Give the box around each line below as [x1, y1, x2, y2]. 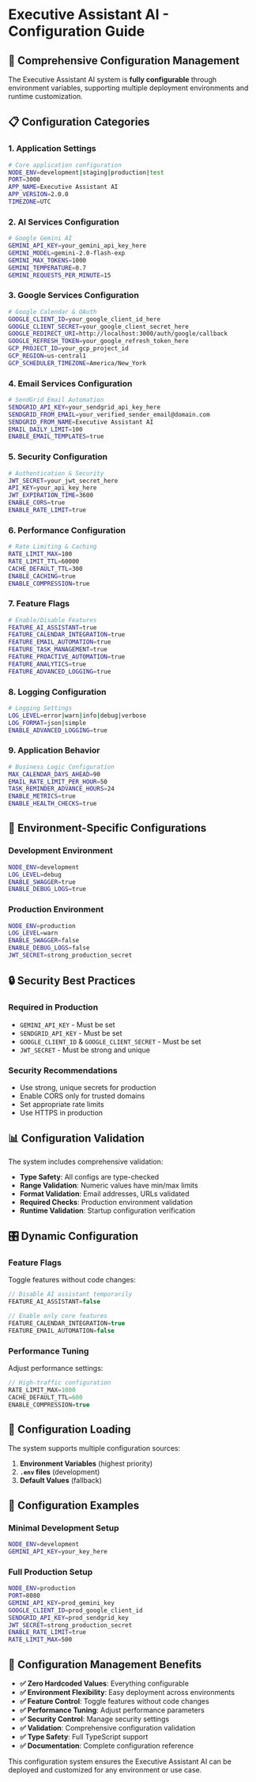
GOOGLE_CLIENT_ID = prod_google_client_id [8, 1606, 144, 1614]
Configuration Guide [8, 22, 145, 40]
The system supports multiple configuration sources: [8, 1444, 180, 1453]
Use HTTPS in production [19, 1108, 104, 1117]
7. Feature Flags [8, 598, 70, 610]
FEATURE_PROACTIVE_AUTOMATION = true [8, 653, 126, 661]
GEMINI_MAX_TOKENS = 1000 [8, 256, 87, 264]
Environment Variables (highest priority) [19, 1459, 153, 1468]
